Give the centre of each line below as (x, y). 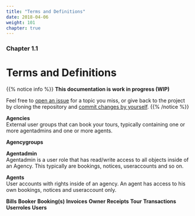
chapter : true (24, 28)
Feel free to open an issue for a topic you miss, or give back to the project (96, 101)
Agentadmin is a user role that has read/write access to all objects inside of (97, 160)
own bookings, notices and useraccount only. (61, 190)
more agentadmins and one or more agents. (60, 131)
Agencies (18, 118)
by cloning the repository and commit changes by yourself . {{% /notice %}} (98, 107)
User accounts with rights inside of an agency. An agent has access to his (96, 184)
